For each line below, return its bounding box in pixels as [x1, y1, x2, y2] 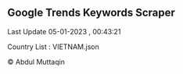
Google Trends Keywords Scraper [7, 6, 175, 19]
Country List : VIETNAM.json [7, 42, 99, 51]
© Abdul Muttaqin [7, 57, 66, 66]
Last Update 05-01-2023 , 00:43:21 [7, 26, 121, 36]
